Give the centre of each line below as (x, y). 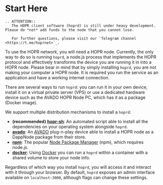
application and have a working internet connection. (57, 77)
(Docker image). (21, 102)
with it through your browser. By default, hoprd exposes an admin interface (80, 172)
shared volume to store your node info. (51, 157)
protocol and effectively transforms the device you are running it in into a (78, 62)
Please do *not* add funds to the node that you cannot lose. (70, 30)
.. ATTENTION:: (20, 21)
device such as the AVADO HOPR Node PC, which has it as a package (75, 97)
